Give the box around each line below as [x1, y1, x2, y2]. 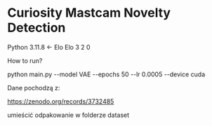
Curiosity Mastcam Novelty [7, 5, 171, 21]
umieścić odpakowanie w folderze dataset [7, 111, 130, 119]
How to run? [7, 56, 43, 64]
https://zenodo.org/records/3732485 [7, 97, 114, 106]
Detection [7, 20, 66, 36]
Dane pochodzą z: [7, 83, 60, 92]
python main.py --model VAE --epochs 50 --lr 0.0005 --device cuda [7, 70, 206, 78]
